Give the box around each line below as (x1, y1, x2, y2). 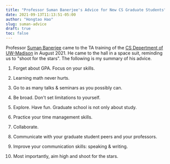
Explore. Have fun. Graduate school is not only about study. (13, 104, 137, 110)
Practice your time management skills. (13, 114, 93, 120)
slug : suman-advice (6, 21, 47, 27)
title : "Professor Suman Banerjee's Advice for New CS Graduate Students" (6, 7, 166, 13)
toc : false (6, 31, 29, 36)
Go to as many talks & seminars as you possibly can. (13, 85, 123, 91)
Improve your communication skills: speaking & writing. (13, 143, 128, 149)
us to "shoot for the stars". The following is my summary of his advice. (6, 56, 152, 61)
